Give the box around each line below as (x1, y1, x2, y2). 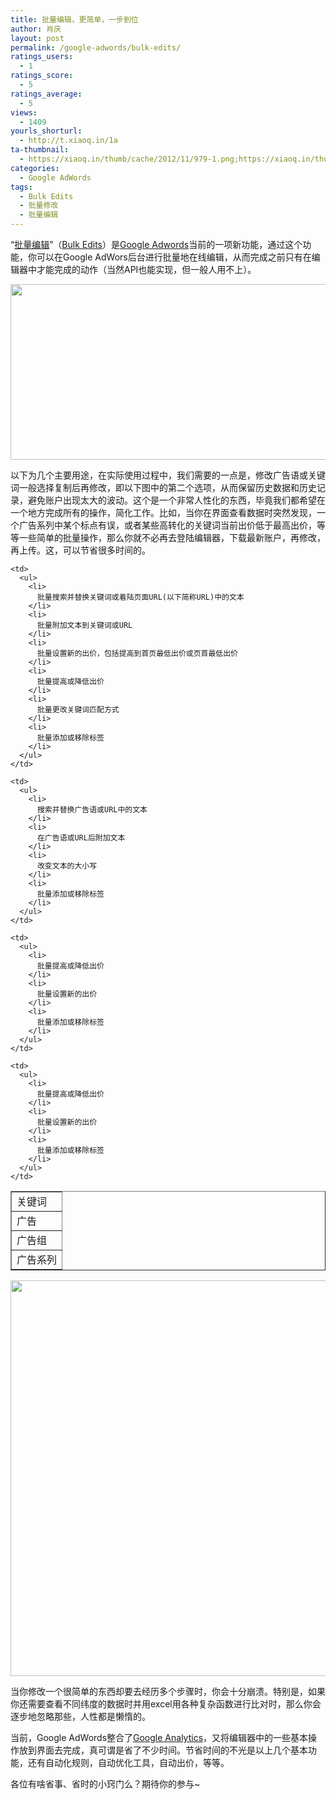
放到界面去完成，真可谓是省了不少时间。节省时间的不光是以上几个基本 (18, 1744, 308, 1756)
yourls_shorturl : (10, 126, 83, 136)
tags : (10, 182, 33, 192)
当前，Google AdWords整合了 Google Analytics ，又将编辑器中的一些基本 (10, 1732, 309, 1743)
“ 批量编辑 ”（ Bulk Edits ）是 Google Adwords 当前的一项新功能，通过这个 (10, 239, 303, 250)
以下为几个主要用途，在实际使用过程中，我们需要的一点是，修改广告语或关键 (10, 469, 326, 481)
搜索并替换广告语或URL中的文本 (36, 805, 148, 815)
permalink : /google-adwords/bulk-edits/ (10, 42, 182, 53)
